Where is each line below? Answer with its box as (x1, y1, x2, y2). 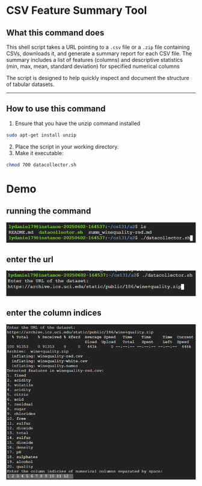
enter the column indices (6, 308, 102, 318)
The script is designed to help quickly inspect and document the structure (6, 75, 189, 81)
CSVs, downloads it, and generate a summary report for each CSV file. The (6, 50, 192, 57)
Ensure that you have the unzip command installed (14, 120, 141, 127)
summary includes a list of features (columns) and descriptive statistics (6, 57, 183, 63)
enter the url (6, 254, 54, 265)
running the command (6, 206, 91, 217)
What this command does (6, 28, 105, 38)
